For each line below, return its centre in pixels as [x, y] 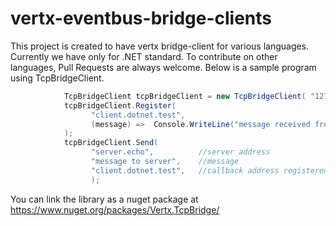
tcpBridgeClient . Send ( [111, 143]
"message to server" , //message [165, 162]
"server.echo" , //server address [180, 152]
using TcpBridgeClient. [57, 78]
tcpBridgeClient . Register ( [120, 105]
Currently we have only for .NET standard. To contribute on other [144, 56]
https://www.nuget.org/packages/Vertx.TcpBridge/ [115, 209]
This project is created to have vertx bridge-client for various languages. [160, 46]
